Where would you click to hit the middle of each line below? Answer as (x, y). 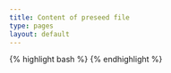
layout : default (39, 34)
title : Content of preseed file (69, 17)
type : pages (31, 26)
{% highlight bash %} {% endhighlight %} (86, 60)
